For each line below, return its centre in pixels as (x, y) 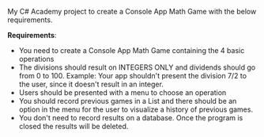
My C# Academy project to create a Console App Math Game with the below (132, 11)
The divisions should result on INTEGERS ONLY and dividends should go (137, 67)
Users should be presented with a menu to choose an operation (123, 93)
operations (36, 59)
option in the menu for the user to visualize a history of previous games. (136, 109)
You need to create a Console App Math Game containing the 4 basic (132, 50)
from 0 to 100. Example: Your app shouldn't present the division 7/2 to (132, 76)
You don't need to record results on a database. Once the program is (131, 118)
